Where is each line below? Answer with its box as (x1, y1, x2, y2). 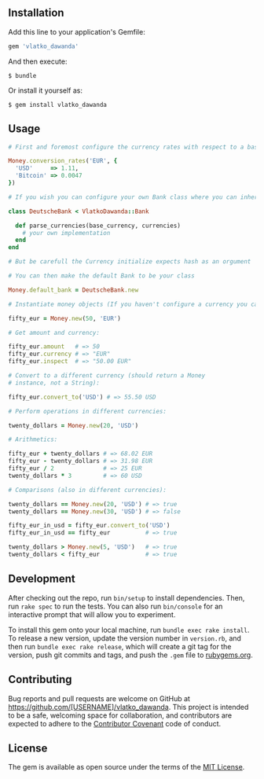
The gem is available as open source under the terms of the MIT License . (8, 762, 245, 772)
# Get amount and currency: (8, 329, 101, 336)
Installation (8, 6, 64, 20)
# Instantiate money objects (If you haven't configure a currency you (8, 300, 247, 308)
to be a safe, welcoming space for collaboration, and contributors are (8, 711, 233, 720)
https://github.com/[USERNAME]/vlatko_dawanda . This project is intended (8, 702, 249, 711)
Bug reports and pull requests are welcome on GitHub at (8, 693, 191, 703)
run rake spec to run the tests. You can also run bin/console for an (8, 601, 223, 611)
